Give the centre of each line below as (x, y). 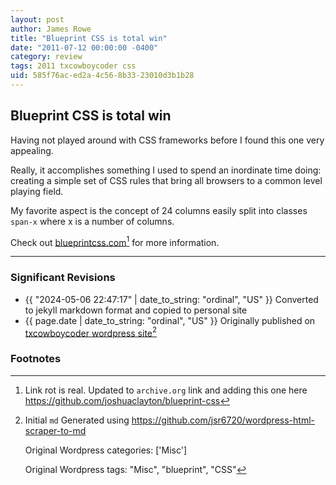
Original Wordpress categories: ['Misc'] (106, 450)
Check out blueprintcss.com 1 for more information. (115, 241)
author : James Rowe (51, 29)
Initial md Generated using (77, 420)
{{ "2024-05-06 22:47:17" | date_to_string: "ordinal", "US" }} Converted (171, 299)
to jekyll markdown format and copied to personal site (136, 310)
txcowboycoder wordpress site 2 (91, 332)
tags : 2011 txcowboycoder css (73, 66)
